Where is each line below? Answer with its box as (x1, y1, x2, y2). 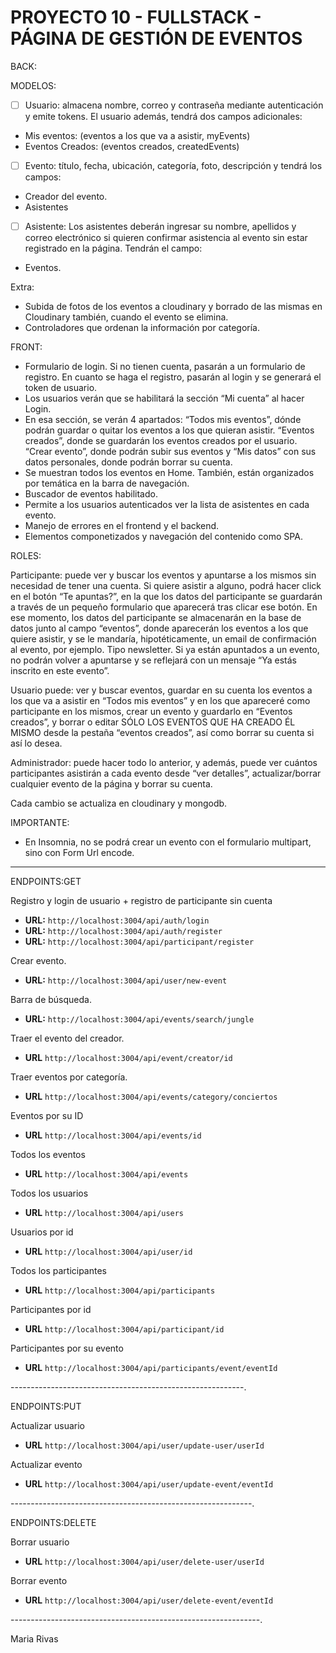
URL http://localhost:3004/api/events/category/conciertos (24, 1091, 278, 1103)
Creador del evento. (24, 191, 108, 203)
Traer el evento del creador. (10, 1032, 125, 1045)
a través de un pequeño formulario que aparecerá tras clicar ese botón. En (10, 601, 318, 613)
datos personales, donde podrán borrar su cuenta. (24, 456, 233, 468)
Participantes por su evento (10, 1342, 124, 1355)
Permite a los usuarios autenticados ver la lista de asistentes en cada (24, 499, 310, 511)
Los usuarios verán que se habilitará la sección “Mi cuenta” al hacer (24, 392, 305, 405)
